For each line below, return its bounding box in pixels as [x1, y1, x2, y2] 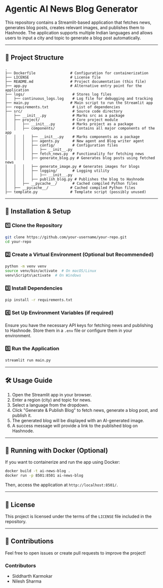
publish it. [12, 412, 32, 418]
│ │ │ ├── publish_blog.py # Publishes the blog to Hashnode [5, 177, 145, 181]
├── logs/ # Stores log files [5, 92, 112, 97]
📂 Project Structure [5, 53, 64, 62]
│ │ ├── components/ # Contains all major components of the [5, 126, 155, 131]
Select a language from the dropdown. [12, 402, 89, 408]
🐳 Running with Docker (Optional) [5, 446, 108, 455]
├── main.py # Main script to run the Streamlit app [5, 100, 153, 105]
